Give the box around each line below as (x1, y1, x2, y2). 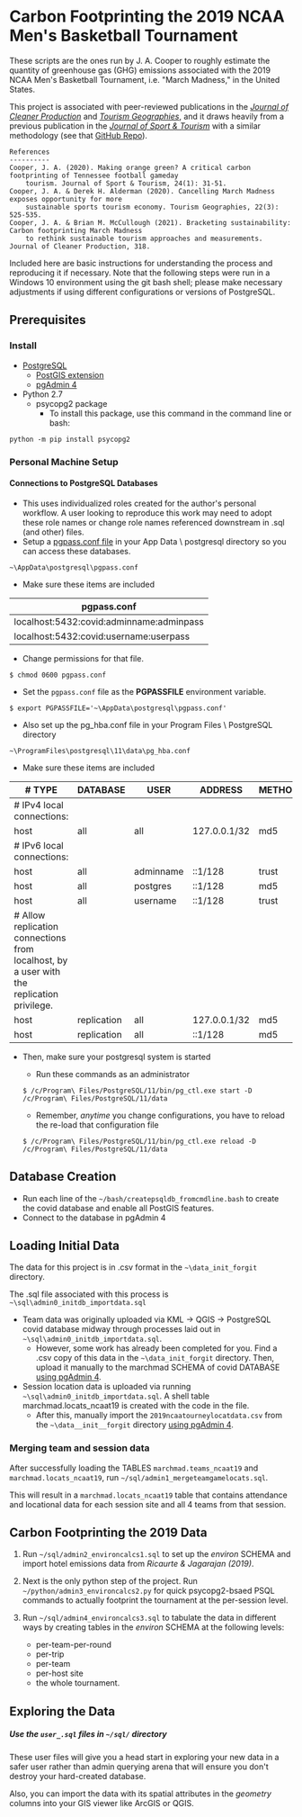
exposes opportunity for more (9, 194, 123, 203)
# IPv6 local (13, 839, 65, 851)
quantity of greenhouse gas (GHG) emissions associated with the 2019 (9, 65, 271, 76)
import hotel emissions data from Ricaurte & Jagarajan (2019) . (22, 1559, 254, 1570)
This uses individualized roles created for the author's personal (22, 498, 257, 508)
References (9, 147, 50, 157)
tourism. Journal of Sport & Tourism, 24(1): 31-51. (25, 178, 227, 188)
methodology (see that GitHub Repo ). (9, 130, 148, 140)
